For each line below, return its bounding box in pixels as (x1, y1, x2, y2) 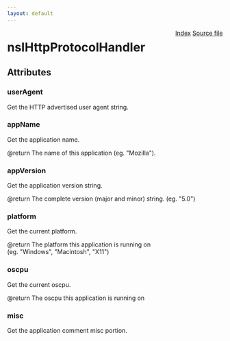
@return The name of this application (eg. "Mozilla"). (7, 149, 156, 157)
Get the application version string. (7, 181, 103, 190)
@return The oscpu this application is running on (7, 294, 145, 302)
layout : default (7, 10, 53, 17)
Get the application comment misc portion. (7, 326, 128, 334)
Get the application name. (7, 135, 80, 144)
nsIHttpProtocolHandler (7, 39, 146, 55)
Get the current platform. (7, 227, 77, 236)
